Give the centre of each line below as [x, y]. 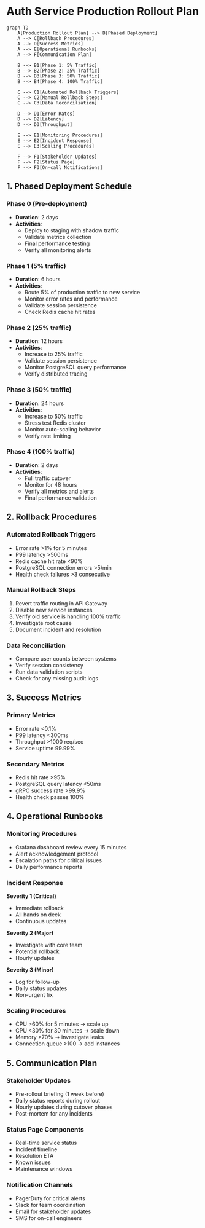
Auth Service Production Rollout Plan [103, 11]
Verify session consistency [49, 666]
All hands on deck [38, 915]
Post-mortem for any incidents [54, 1114]
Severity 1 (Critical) [31, 896]
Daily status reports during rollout [57, 1101]
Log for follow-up [37, 982]
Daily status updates [41, 988]
